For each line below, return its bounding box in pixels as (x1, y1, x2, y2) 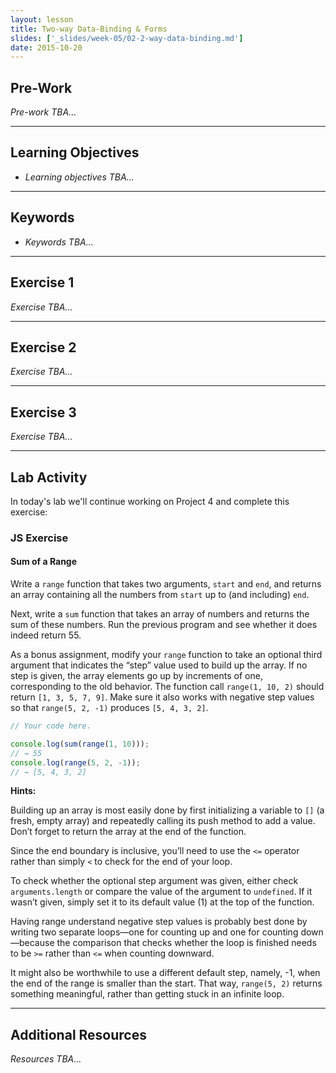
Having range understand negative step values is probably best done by (10, 916, 308, 928)
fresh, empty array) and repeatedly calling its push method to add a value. (10, 815, 316, 827)
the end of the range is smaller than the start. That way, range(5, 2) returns (10, 977, 323, 990)
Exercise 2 (10, 339, 77, 356)
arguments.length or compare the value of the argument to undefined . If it (10, 886, 313, 898)
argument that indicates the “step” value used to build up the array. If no (10, 659, 308, 671)
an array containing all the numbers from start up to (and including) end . (10, 589, 310, 601)
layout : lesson (10, 14, 74, 25)
